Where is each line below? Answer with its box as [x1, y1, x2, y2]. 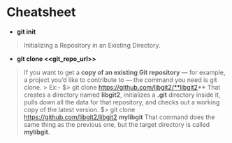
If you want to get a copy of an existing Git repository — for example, [23, 68, 226, 76]
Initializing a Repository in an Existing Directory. [23, 41, 161, 49]
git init [16, 27, 36, 36]
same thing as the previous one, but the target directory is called [23, 120, 210, 128]
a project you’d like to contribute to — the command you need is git [23, 75, 217, 84]
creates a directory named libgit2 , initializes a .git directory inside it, [23, 90, 221, 99]
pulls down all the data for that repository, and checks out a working [23, 97, 220, 106]
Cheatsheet [6, 4, 76, 20]
